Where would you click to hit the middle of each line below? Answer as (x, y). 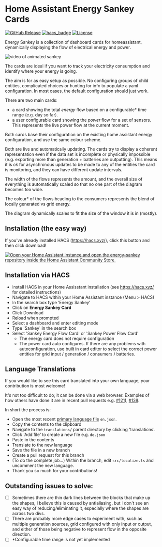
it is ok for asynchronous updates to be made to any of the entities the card (80, 164)
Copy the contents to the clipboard (47, 424)
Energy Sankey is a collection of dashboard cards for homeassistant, (74, 42)
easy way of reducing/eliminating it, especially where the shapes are (80, 508)
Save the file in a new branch (41, 450)
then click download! (26, 245)
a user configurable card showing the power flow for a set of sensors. (81, 120)
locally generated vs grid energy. (38, 204)
